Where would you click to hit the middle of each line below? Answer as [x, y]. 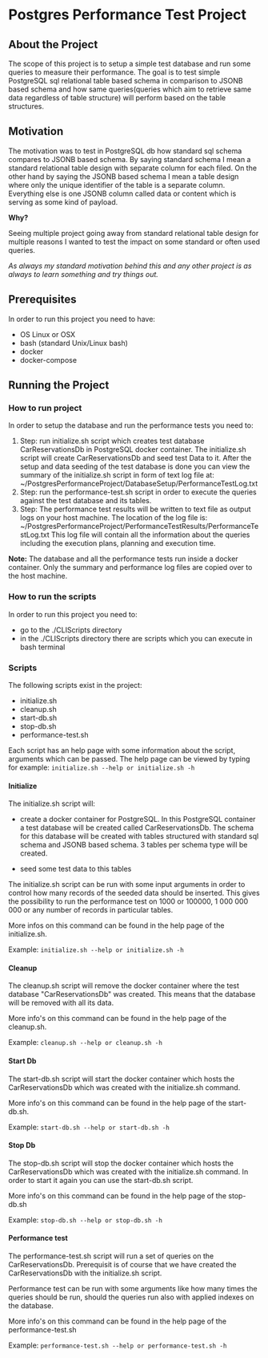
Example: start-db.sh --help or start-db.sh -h [89, 1127]
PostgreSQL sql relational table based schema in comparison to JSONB [126, 81]
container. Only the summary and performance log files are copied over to [130, 567]
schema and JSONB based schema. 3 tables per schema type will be [134, 845]
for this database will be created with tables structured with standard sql [139, 836]
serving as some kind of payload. [63, 201]
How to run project [45, 408]
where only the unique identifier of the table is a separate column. [117, 185]
